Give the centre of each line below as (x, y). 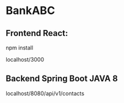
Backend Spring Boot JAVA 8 (62, 79)
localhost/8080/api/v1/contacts (45, 93)
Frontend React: (37, 33)
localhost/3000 (25, 59)
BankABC (31, 11)
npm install (20, 48)
